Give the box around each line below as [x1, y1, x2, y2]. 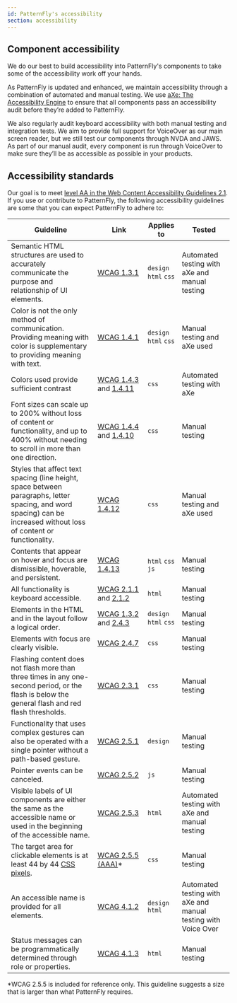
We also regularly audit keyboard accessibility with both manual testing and [7, 120, 227, 128]
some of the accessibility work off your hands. [7, 69, 142, 78]
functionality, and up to [11, 426, 87, 436]
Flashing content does [11, 654, 85, 664]
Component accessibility [7, 43, 120, 55]
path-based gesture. [11, 754, 80, 764]
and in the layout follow [11, 613, 88, 623]
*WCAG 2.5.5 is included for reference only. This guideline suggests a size [7, 980, 225, 989]
